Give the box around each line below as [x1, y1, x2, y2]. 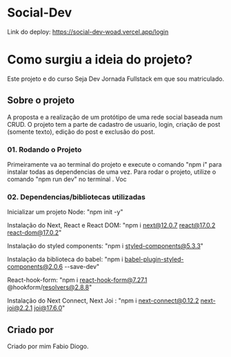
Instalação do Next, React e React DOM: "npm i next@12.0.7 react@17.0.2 [7, 221, 216, 229]
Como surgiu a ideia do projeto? [7, 52, 193, 68]
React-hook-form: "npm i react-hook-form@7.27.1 [7, 276, 148, 284]
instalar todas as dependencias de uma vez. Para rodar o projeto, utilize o [7, 167, 217, 176]
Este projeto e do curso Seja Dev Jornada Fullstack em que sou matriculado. [7, 74, 225, 83]
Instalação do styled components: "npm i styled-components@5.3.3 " [7, 242, 203, 250]
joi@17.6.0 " [34, 304, 66, 312]
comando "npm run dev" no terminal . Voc [7, 174, 127, 183]
